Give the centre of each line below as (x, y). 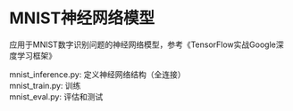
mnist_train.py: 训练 (45, 85)
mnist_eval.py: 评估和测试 (56, 96)
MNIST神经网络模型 (82, 18)
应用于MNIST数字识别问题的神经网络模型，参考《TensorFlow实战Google (143, 44)
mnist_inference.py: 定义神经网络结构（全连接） (97, 74)
